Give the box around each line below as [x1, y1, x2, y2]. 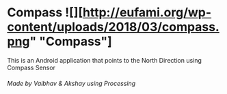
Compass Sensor [7, 63, 56, 72]
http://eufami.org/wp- [82, 5, 212, 20]
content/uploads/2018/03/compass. [7, 19, 220, 35]
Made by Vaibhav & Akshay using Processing [7, 79, 136, 87]
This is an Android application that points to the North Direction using [7, 56, 202, 64]
